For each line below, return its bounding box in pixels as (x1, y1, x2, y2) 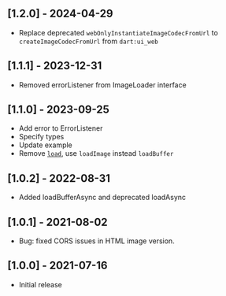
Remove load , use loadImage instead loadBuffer (18, 149, 174, 158)
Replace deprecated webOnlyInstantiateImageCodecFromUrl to (18, 28, 218, 37)
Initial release (18, 279, 62, 289)
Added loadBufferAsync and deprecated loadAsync (18, 193, 187, 202)
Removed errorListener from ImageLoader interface (18, 80, 187, 90)
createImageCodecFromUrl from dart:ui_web (18, 36, 158, 46)
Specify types (18, 132, 65, 142)
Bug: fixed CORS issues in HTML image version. (18, 236, 175, 246)
